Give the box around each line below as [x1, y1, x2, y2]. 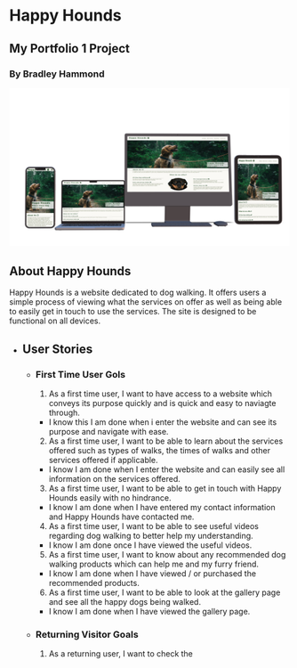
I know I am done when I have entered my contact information [48, 501, 276, 512]
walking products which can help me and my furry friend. [48, 558, 260, 569]
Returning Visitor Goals [35, 628, 140, 640]
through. [48, 407, 80, 418]
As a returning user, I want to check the [48, 648, 194, 659]
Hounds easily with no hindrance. [48, 492, 172, 503]
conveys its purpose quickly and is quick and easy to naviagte [48, 397, 277, 408]
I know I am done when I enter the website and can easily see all [48, 464, 285, 475]
